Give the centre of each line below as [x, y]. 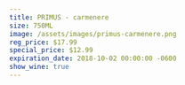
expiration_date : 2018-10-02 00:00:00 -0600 [93, 58]
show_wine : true [39, 67]
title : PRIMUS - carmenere [59, 17]
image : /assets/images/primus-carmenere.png [93, 34]
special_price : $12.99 [51, 50]
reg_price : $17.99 [43, 42]
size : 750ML [31, 26]
